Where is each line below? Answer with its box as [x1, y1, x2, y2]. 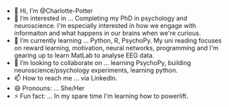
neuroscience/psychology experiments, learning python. [13, 66, 178, 74]
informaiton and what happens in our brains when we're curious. [13, 29, 202, 37]
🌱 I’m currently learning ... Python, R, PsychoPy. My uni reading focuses [13, 36, 222, 45]
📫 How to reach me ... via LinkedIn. [13, 74, 118, 82]
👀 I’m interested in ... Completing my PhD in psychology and [13, 14, 188, 22]
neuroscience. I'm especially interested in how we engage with [13, 22, 197, 29]
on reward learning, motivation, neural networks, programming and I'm [13, 44, 219, 52]
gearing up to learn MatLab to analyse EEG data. [13, 51, 155, 59]
